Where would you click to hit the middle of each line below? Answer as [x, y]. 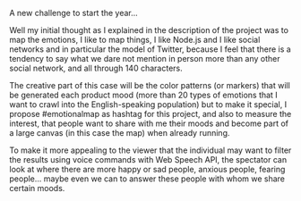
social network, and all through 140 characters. [96, 68]
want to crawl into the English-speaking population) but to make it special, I [148, 105]
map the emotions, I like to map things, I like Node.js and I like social [135, 40]
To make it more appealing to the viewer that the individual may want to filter [150, 150]
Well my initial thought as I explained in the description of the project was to [149, 30]
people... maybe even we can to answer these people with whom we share [147, 179]
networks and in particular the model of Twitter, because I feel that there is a [150, 49]
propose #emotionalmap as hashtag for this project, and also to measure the [150, 114]
